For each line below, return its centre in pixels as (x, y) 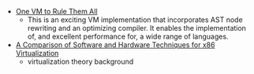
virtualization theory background (80, 61)
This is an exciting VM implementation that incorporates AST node (135, 20)
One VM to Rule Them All (56, 11)
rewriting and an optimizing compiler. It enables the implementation (137, 28)
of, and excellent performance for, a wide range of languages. (128, 36)
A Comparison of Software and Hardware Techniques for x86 (115, 45)
